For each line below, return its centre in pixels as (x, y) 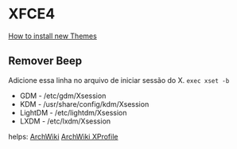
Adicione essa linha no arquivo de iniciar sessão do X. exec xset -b (119, 80)
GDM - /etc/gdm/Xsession (63, 96)
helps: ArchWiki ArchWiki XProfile (63, 136)
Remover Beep (45, 61)
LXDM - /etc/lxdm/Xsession (65, 121)
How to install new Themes (52, 36)
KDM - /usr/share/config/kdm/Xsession (84, 104)
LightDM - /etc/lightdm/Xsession (73, 112)
